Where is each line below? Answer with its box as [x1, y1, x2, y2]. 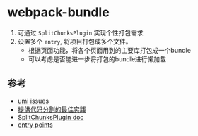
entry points [17, 120, 53, 129]
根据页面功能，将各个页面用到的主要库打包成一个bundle [28, 46, 191, 54]
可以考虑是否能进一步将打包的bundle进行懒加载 [28, 54, 166, 63]
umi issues [17, 97, 49, 105]
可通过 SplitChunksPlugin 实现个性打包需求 [17, 28, 144, 37]
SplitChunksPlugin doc [17, 113, 84, 121]
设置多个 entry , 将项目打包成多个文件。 [17, 37, 132, 46]
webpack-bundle [7, 4, 110, 20]
